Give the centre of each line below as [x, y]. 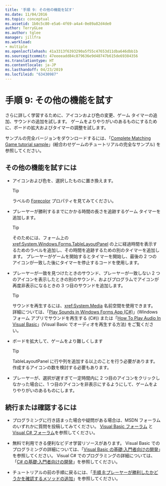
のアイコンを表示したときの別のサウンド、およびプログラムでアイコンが [85, 279]
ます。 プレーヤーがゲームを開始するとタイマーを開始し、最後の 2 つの [84, 256]
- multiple [16, 47]
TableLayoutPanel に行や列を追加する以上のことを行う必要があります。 [85, 361]
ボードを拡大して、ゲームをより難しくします [57, 341]
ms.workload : [19, 42]
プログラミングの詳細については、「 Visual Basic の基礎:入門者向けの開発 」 [86, 449]
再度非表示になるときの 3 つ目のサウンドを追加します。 [69, 285]
